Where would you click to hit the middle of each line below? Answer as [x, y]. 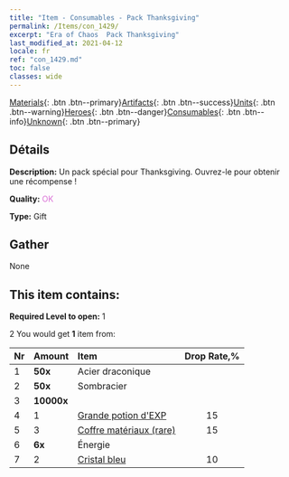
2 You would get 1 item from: [62, 334]
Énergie [94, 445]
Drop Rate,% [212, 356]
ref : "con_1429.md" [46, 60]
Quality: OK [32, 199]
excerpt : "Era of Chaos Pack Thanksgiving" [94, 34]
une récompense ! [43, 181]
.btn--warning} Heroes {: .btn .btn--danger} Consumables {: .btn [125, 112]
